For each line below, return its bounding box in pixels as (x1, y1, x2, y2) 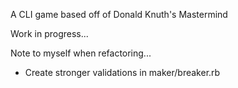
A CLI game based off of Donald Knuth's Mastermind (10, 9, 228, 20)
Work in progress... (10, 28, 89, 39)
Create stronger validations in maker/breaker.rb (24, 67, 221, 78)
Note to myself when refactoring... (10, 47, 152, 59)
